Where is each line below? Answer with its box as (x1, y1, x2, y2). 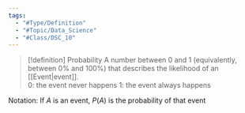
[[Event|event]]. (27, 72, 79, 81)
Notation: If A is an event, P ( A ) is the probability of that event (8, 96, 206, 105)
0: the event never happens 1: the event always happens (27, 81, 211, 90)
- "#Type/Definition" (15, 19, 87, 27)
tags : (8, 11, 26, 20)
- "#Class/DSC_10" (15, 33, 77, 42)
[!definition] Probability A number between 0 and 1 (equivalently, (27, 55, 237, 65)
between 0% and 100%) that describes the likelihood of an (27, 64, 219, 73)
